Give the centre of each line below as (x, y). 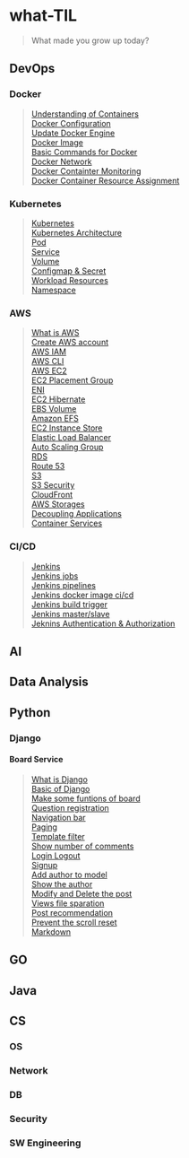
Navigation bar (59, 817)
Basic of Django (60, 788)
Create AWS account (70, 343)
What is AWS (55, 333)
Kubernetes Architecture (77, 232)
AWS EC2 (49, 371)
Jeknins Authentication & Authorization (103, 623)
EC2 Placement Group (72, 380)
